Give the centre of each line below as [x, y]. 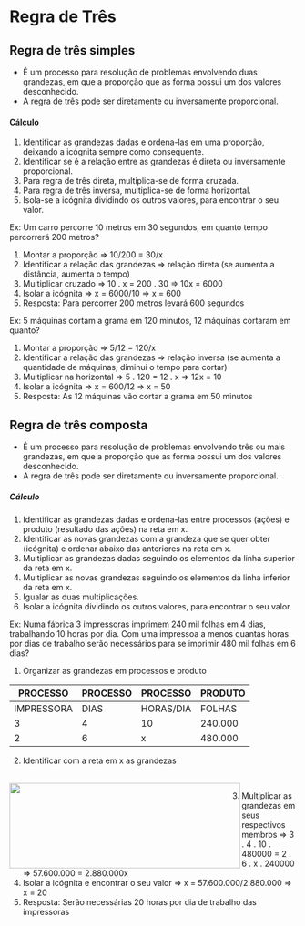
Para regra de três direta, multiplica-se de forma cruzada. [131, 181]
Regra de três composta [79, 425]
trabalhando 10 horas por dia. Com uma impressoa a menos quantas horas [149, 633]
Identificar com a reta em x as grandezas [99, 760]
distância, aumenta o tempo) [76, 274]
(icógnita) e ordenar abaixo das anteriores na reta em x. [127, 549]
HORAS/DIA [166, 709]
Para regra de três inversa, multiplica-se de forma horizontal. [137, 191]
